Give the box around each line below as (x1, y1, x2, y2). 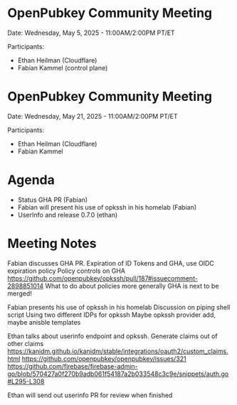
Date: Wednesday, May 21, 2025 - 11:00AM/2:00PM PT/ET (7, 112, 178, 120)
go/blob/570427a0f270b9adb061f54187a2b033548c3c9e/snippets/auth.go (7, 369, 229, 378)
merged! (7, 289, 32, 298)
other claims (7, 339, 44, 347)
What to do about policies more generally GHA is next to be (45, 281, 219, 290)
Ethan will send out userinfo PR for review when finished (7, 391, 173, 399)
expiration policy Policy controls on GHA (7, 266, 126, 275)
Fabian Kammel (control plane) (17, 63, 108, 72)
